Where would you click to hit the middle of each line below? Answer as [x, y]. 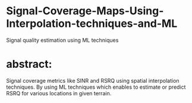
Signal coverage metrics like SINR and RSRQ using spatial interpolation [93, 80]
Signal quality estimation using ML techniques [62, 40]
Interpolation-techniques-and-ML [92, 24]
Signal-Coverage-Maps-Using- [85, 11]
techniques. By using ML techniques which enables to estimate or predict [96, 87]
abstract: [29, 64]
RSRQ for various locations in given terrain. [59, 93]
